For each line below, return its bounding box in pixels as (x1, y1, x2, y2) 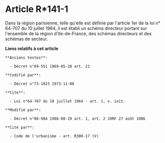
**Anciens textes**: (5, 55, 48, 60)
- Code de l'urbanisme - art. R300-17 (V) (9, 134, 99, 139)
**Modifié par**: (5, 107, 41, 113)
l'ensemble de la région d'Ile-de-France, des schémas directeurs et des (5, 30, 152, 36)
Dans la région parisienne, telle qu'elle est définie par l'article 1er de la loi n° (5, 20, 161, 26)
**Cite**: (5, 90, 26, 95)
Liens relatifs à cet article (5, 45, 59, 51)
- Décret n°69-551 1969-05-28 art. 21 (9, 64, 90, 69)
